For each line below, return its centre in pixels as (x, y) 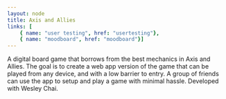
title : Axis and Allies (42, 20)
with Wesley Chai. (33, 89)
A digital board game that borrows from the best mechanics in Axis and (109, 59)
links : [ (20, 26)
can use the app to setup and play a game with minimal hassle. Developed (113, 81)
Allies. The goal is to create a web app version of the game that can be (108, 66)
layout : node (26, 13)
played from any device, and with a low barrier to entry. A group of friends (113, 74)
